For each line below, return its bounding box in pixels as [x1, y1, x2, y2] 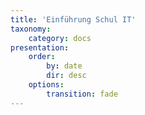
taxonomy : [10, 24, 52, 34]
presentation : [10, 42, 70, 53]
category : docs [28, 33, 92, 43]
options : [28, 80, 65, 90]
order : [28, 52, 56, 62]
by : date [46, 61, 83, 71]
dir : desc [46, 71, 87, 81]
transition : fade [46, 89, 118, 99]
